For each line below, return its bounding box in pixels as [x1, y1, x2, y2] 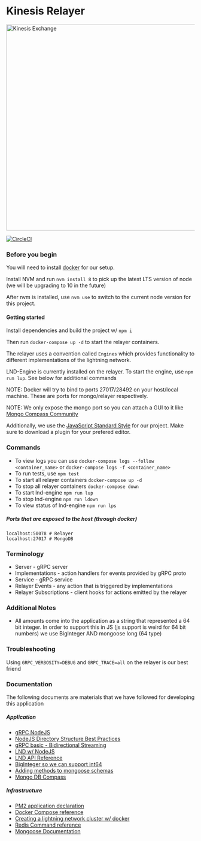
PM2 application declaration [14, 802, 84, 809]
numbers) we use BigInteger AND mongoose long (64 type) [14, 630, 162, 637]
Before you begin [6, 250, 57, 258]
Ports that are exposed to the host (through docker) [6, 516, 138, 523]
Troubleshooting [6, 645, 56, 653]
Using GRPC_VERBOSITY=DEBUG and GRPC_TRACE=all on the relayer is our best [6, 658, 188, 666]
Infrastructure [6, 787, 42, 794]
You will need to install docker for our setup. [6, 264, 115, 271]
